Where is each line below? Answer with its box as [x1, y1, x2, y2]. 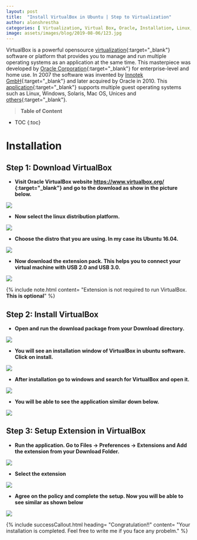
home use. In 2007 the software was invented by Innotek [6, 71, 144, 78]
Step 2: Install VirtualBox [6, 309, 98, 319]
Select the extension [14, 470, 66, 477]
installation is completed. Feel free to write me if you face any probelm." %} [6, 527, 189, 534]
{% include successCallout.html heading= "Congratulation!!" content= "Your [6, 521, 191, 528]
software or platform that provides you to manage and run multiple [6, 53, 167, 60]
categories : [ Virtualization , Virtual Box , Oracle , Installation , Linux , [6, 25, 193, 31]
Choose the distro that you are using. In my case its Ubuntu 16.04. [14, 235, 179, 242]
